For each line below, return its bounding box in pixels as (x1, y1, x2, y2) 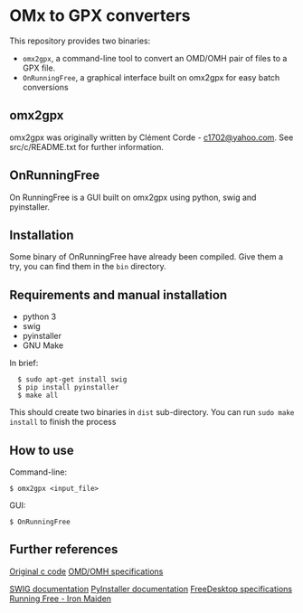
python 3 (22, 311, 57, 322)
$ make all (17, 391, 59, 401)
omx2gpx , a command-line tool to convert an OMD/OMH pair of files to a (22, 52, 288, 63)
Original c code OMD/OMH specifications (9, 566, 164, 577)
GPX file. (22, 62, 56, 73)
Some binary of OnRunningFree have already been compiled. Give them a (9, 251, 283, 262)
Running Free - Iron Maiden (9, 593, 111, 604)
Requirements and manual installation (9, 287, 228, 303)
